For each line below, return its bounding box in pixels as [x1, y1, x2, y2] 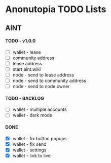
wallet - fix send [12, 141, 47, 147]
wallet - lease [12, 49, 42, 55]
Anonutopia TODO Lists [5, 4, 106, 15]
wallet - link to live [12, 152, 51, 158]
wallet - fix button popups [12, 135, 67, 141]
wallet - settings [12, 147, 47, 153]
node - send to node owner [12, 84, 70, 90]
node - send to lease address [12, 72, 75, 78]
